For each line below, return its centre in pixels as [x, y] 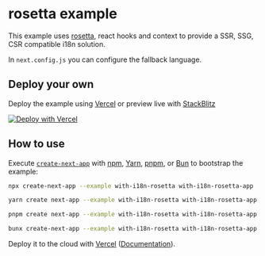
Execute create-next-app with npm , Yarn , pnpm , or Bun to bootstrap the [126, 162]
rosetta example [63, 14]
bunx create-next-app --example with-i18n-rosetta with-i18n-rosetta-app [133, 229]
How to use [36, 144]
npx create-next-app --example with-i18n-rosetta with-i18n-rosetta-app [131, 186]
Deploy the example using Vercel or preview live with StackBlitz [112, 103]
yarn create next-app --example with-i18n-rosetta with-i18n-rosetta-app [133, 200]
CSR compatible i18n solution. [57, 44]
